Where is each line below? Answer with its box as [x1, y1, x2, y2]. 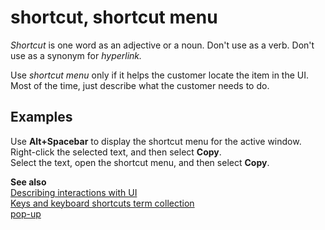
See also [10, 176, 47, 188]
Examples [10, 109, 73, 126]
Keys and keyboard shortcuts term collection [10, 197, 195, 209]
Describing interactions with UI [10, 186, 138, 198]
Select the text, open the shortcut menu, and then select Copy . [10, 156, 270, 168]
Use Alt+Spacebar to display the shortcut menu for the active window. [10, 135, 302, 147]
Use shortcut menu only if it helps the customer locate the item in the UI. [10, 69, 310, 81]
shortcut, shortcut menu [10, 6, 218, 29]
